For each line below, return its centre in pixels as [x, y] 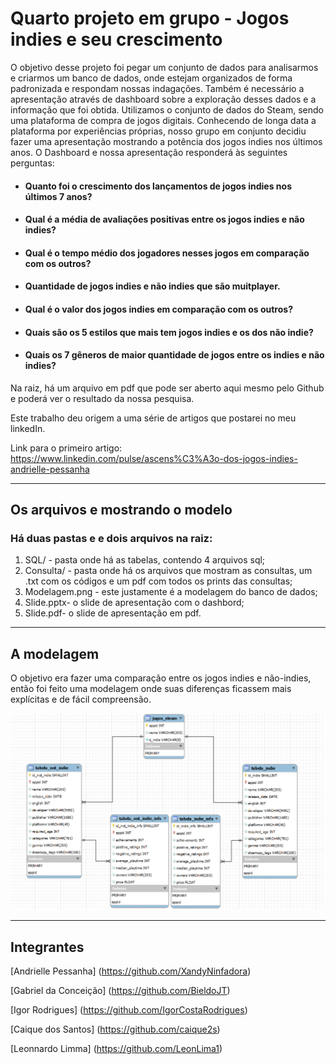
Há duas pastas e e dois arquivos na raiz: [111, 539]
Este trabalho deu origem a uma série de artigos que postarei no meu [153, 418]
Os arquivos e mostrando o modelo [121, 510]
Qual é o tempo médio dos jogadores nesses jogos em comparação [167, 253]
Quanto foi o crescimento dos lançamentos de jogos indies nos [158, 186]
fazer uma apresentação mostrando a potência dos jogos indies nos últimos [166, 141]
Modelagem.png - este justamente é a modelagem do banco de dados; [171, 592]
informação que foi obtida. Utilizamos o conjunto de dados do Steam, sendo [167, 109]
